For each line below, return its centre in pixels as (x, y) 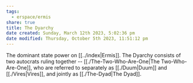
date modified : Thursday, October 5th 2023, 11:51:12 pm (77, 39)
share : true (21, 22)
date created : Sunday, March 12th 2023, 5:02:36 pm (70, 33)
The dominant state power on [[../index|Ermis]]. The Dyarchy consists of (94, 55)
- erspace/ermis (31, 17)
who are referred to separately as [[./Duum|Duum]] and (100, 68)
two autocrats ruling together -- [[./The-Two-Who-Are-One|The (83, 61)
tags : (13, 11)
